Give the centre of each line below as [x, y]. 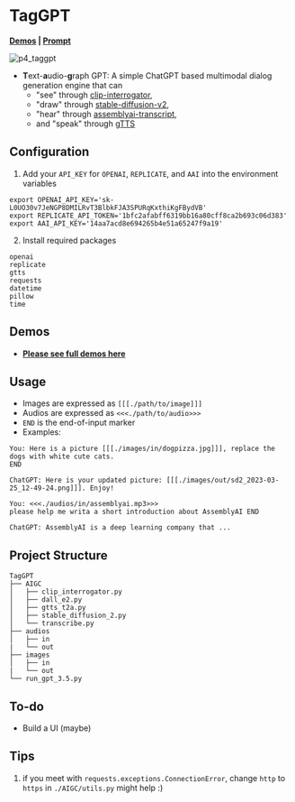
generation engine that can [72, 85]
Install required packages [69, 240]
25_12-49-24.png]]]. [48, 488]
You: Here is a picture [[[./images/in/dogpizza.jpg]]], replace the [143, 449]
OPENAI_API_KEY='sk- [76, 199]
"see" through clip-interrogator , [94, 95]
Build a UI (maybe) [57, 728]
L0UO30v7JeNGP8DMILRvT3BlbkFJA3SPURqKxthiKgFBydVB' [108, 207]
